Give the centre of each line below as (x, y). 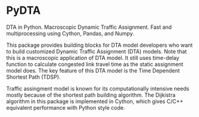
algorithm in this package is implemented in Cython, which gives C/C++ (95, 101)
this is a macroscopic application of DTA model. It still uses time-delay (93, 58)
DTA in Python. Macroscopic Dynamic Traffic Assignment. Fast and (89, 27)
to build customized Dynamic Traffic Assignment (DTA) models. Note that (97, 51)
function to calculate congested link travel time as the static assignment (95, 64)
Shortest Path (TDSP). (34, 77)
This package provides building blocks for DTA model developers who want (99, 45)
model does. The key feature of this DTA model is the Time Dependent (93, 70)
